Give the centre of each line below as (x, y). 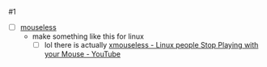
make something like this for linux (88, 36)
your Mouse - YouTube (83, 54)
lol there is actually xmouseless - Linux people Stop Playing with (151, 45)
